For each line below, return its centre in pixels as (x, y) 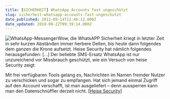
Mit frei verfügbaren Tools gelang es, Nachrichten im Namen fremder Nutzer (85, 75)
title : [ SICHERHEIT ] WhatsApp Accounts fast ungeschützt (67, 10)
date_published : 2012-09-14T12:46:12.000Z (51, 19)
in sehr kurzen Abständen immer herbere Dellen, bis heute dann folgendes (83, 44)
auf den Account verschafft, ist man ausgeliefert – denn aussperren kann (82, 86)
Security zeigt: (21, 65)
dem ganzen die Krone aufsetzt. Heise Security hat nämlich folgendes (78, 49)
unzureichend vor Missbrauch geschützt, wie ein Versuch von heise (76, 60)
